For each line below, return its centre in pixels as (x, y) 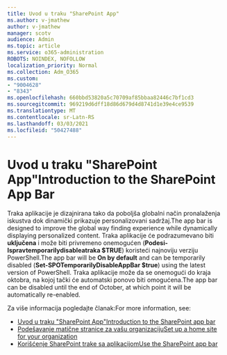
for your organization (47, 337)
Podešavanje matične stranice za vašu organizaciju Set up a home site (117, 329)
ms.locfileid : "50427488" (44, 130)
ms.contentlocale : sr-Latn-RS (51, 117)
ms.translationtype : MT (42, 111)
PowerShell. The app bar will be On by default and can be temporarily (106, 258)
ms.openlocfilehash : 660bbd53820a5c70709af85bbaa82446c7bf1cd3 (101, 98)
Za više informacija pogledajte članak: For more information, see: (99, 308)
